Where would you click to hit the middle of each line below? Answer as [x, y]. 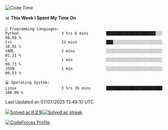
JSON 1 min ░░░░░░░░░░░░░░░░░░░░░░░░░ [84, 69]
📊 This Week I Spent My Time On [41, 18]
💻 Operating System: [28, 83]
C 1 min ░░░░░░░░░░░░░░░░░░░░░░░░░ [84, 60]
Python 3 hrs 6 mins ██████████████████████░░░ [84, 33]
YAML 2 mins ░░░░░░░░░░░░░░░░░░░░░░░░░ [84, 51]
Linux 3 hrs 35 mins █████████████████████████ [84, 88]
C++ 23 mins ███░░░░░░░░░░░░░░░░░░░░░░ [84, 42]
